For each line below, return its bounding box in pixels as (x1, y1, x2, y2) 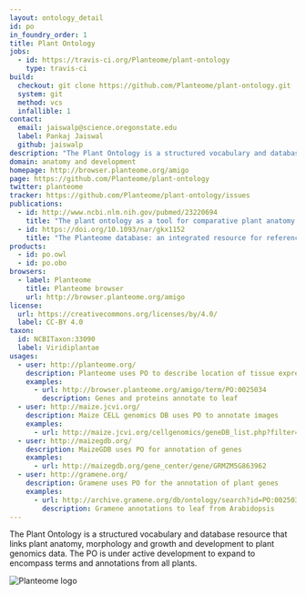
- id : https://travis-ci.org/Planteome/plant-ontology (17, 55, 230, 65)
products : (9, 242, 47, 251)
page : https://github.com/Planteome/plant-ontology (9, 174, 209, 183)
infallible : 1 (17, 106, 71, 116)
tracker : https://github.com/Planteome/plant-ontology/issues (9, 191, 250, 200)
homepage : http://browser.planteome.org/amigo (9, 166, 189, 175)
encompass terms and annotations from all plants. (9, 558, 198, 569)
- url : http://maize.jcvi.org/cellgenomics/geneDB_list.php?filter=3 (33, 428, 303, 437)
